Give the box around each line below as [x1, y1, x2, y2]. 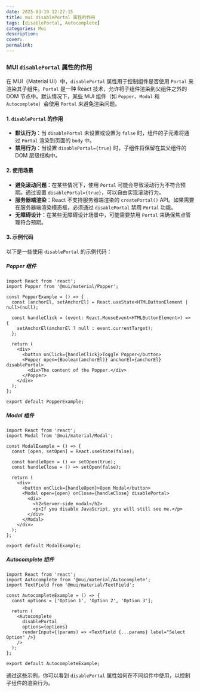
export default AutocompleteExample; [6, 660, 100, 666]
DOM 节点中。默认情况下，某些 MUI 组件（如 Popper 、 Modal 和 [6, 93, 160, 100]
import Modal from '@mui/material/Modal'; [6, 432, 113, 439]
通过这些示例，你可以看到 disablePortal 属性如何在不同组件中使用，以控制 [6, 672, 190, 679]
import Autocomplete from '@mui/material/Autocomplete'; [6, 576, 151, 582]
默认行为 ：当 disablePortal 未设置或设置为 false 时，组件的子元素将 [14, 129, 184, 136]
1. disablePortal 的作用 [6, 115, 64, 122]
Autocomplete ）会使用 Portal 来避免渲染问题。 [6, 100, 121, 108]
